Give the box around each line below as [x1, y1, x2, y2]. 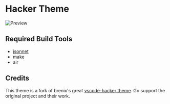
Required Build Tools [5, 35, 73, 43]
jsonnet [12, 48, 29, 54]
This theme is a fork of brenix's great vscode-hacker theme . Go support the [5, 87, 165, 93]
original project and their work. [5, 93, 70, 99]
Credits [5, 74, 30, 83]
